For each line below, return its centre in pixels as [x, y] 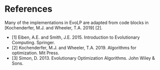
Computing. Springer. [33, 42]
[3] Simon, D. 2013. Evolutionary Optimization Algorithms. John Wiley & [83, 58]
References [28, 9]
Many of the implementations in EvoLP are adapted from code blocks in [77, 23]
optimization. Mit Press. [35, 53]
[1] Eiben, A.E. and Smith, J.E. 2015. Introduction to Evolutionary [76, 37]
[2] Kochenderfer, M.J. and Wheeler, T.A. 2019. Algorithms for [74, 47]
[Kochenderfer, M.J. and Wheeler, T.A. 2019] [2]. [54, 27]
